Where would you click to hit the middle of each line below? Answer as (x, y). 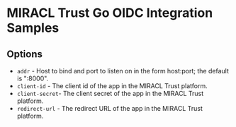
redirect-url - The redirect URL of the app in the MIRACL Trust (110, 108)
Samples (33, 28)
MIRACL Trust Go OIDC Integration (110, 13)
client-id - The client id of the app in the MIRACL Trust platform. (112, 86)
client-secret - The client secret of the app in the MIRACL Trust (110, 93)
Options (25, 54)
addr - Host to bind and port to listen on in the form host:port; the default (123, 71)
